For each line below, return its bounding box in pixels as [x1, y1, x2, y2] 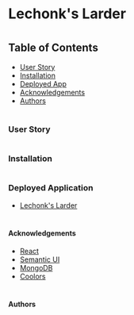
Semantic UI [19, 255, 60, 264]
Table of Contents [8, 41, 99, 55]
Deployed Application [8, 182, 94, 194]
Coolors [19, 271, 46, 281]
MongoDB [19, 263, 53, 272]
